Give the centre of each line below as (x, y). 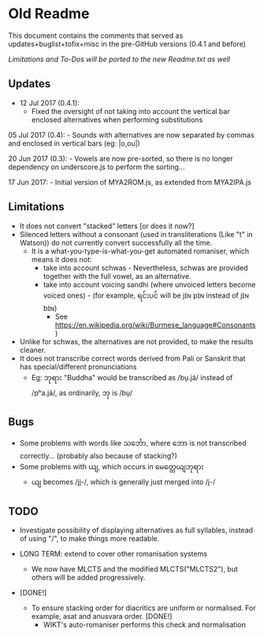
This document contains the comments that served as (96, 35)
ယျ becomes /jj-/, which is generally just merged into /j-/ (123, 482)
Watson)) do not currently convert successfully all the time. (116, 243)
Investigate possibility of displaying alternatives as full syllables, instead (136, 530)
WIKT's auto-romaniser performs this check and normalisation (145, 625)
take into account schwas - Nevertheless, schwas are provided (145, 268)
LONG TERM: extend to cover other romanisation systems (113, 554)
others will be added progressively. (88, 578)
